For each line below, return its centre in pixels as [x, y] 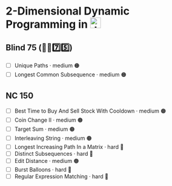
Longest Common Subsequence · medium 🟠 [70, 75]
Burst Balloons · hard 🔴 [43, 169]
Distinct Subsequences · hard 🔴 [54, 153]
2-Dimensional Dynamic [68, 11]
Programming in [47, 25]
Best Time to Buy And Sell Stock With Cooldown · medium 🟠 [90, 111]
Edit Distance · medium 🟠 [47, 161]
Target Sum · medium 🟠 [45, 129]
